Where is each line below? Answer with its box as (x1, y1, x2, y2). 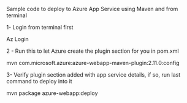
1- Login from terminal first (6, 24, 74, 31)
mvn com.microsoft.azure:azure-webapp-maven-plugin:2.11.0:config (6, 59, 180, 66)
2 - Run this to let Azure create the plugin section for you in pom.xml (6, 47, 179, 55)
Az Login (6, 36, 29, 42)
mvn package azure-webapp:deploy (6, 90, 98, 97)
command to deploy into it (6, 78, 72, 85)
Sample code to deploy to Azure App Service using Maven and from (6, 6, 178, 12)
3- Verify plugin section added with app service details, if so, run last (6, 71, 181, 78)
